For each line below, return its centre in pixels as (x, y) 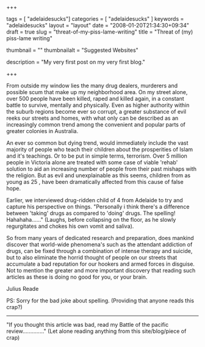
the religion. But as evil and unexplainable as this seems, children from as (99, 175)
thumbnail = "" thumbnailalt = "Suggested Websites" (72, 50)
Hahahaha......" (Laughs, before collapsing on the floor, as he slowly (91, 220)
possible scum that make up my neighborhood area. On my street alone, (97, 92)
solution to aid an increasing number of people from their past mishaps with (102, 169)
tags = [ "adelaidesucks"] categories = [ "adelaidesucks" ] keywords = (95, 19)
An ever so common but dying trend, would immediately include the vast (97, 143)
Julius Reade (23, 289)
